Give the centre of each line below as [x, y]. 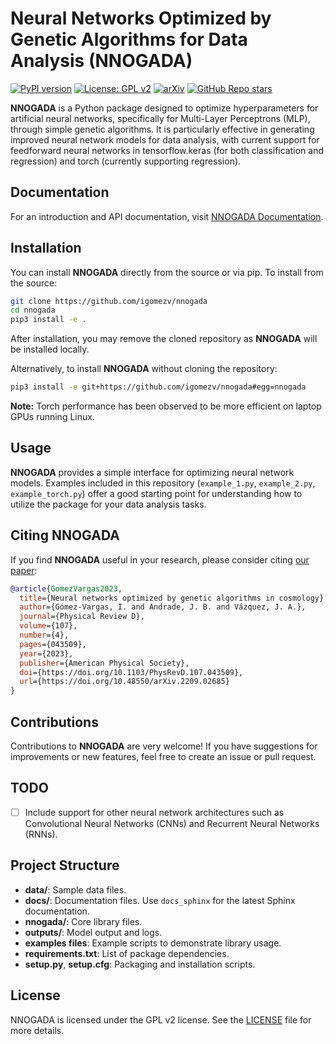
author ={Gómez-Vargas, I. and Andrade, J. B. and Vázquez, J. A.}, [163, 607]
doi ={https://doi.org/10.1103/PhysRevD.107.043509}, [131, 672]
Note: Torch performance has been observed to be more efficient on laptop [166, 406]
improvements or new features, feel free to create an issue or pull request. [163, 756]
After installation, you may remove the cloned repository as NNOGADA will [164, 339]
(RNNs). [41, 834]
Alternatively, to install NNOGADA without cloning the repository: [144, 369]
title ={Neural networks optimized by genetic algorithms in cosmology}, [174, 598]
